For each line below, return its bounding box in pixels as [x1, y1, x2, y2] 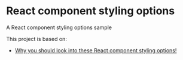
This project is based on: [6, 35, 68, 42]
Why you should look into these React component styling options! [14, 46, 177, 54]
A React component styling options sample [6, 24, 112, 31]
